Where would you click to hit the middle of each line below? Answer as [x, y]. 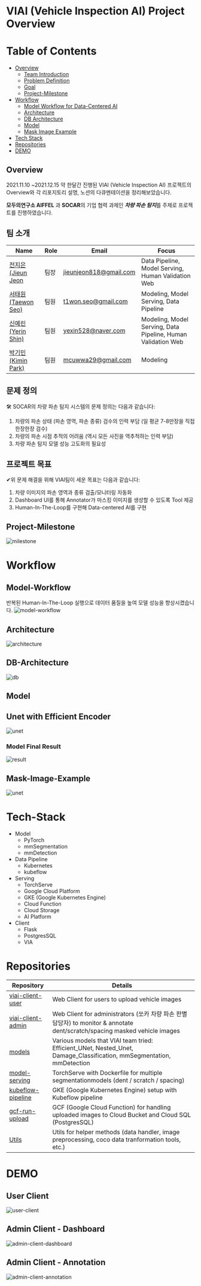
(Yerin [18, 331]
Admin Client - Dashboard [56, 1229]
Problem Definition [47, 81]
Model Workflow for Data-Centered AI [71, 106]
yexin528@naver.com [94, 330]
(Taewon [22, 302]
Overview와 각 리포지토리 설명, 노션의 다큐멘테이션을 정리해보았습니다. [89, 192]
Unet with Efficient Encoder [59, 716]
